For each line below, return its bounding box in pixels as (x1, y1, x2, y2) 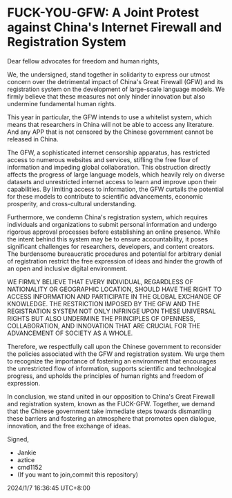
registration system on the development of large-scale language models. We (7, 85, 225, 93)
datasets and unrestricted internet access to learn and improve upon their (7, 177, 217, 186)
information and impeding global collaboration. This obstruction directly (7, 163, 211, 171)
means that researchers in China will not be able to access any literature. (7, 120, 214, 128)
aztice (17, 455, 35, 464)
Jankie (17, 448, 37, 457)
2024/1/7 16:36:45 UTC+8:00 (7, 484, 91, 492)
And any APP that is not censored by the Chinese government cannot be (7, 128, 214, 136)
